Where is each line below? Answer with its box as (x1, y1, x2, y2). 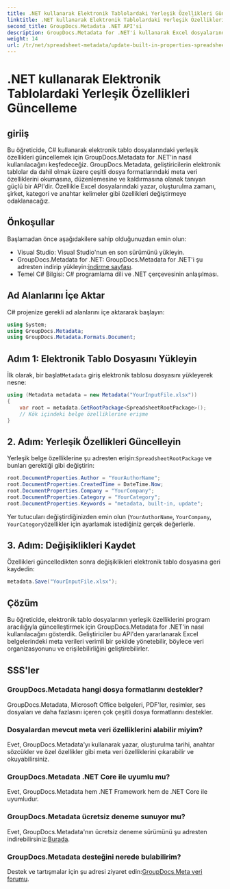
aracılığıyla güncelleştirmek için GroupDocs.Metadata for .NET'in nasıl (7, 623, 204, 631)
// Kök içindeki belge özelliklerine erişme (19, 410, 149, 418)
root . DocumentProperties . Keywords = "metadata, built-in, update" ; (7, 500, 204, 507)
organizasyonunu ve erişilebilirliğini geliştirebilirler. (7, 644, 149, 653)
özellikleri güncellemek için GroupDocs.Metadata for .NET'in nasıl (7, 153, 192, 161)
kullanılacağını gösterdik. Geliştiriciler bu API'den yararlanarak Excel (7, 630, 199, 638)
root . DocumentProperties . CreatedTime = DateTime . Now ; (7, 481, 164, 488)
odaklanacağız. (7, 197, 50, 205)
